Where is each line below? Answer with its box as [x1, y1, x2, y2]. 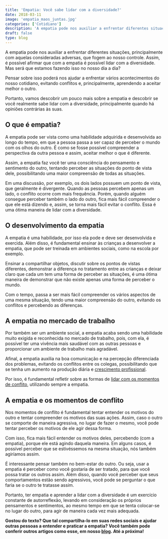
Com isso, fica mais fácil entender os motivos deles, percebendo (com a [5, 435, 154, 441]
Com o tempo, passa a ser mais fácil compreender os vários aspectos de [5, 291, 156, 297]
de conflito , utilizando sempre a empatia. [5, 381, 89, 387]
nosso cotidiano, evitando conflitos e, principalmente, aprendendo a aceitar [5, 80, 161, 86]
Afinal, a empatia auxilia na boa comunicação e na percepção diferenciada [5, 356, 159, 362]
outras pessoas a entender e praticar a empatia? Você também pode [5, 523, 150, 529]
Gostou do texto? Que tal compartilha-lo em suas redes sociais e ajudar [5, 518, 157, 524]
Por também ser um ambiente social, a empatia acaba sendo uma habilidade [5, 330, 162, 336]
